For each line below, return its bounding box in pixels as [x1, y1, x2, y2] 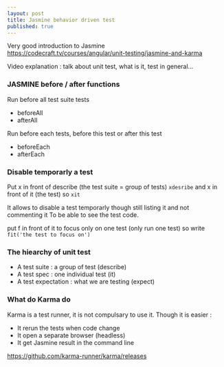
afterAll [16, 116, 38, 124]
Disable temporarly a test [7, 167, 93, 176]
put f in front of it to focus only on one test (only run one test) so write [7, 224, 205, 232]
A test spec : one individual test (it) [16, 270, 116, 279]
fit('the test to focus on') [7, 231, 91, 238]
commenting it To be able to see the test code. [7, 211, 139, 219]
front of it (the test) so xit [7, 190, 80, 198]
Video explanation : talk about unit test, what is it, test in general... [7, 63, 194, 71]
